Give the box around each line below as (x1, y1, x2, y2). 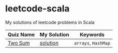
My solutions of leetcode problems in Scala (5, 19, 95, 25)
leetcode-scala (5, 3, 70, 14)
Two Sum (8, 39, 30, 46)
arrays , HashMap (74, 39, 110, 46)
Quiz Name (8, 31, 35, 38)
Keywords (79, 31, 104, 38)
